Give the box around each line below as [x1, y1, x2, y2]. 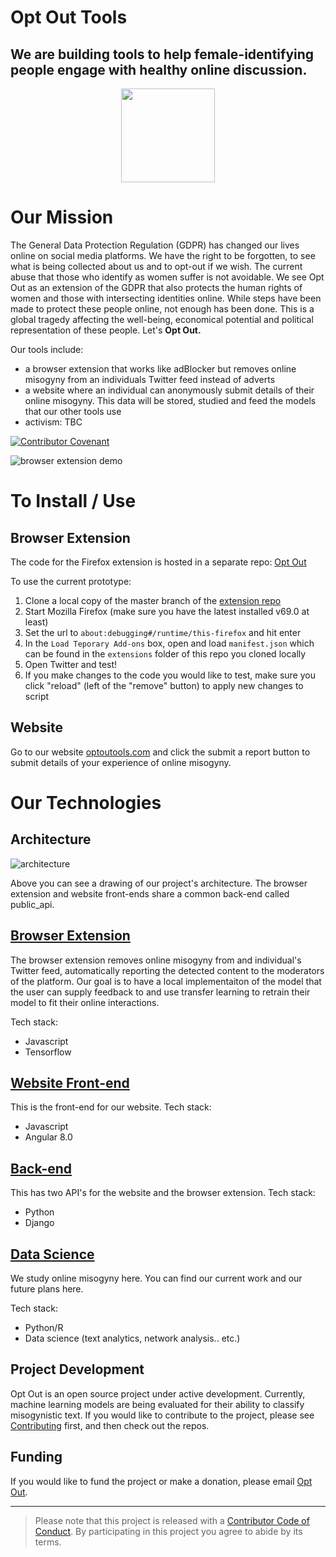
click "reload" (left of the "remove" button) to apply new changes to [24, 679, 304, 691]
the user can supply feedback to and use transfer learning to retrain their [10, 986, 311, 998]
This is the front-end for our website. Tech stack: [10, 1101, 212, 1113]
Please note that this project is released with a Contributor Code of [34, 1514, 310, 1526]
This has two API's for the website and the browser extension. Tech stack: [10, 1187, 316, 1199]
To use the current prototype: [10, 575, 132, 587]
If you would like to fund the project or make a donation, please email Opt [10, 1475, 313, 1487]
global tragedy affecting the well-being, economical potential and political [10, 313, 314, 325]
